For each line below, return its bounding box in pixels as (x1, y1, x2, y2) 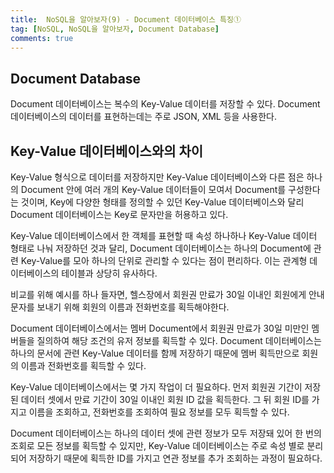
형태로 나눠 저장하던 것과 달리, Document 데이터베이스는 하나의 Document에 (10, 242, 312, 254)
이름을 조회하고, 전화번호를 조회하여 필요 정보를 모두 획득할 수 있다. (28, 406, 290, 418)
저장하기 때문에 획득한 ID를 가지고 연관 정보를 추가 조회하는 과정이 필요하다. (28, 452, 323, 464)
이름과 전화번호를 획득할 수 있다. (20, 360, 147, 371)
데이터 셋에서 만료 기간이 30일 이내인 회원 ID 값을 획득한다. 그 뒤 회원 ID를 (20, 394, 310, 405)
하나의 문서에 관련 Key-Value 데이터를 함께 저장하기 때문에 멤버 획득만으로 (10, 347, 300, 359)
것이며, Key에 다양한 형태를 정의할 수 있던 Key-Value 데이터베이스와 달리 (20, 196, 305, 208)
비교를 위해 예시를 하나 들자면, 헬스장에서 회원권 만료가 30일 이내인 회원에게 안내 (10, 289, 325, 300)
